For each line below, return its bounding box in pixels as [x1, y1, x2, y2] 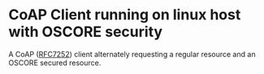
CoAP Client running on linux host [8, 6, 241, 24]
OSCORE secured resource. [8, 58, 102, 68]
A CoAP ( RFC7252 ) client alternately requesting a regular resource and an [8, 49, 256, 59]
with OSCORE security [8, 23, 163, 41]
